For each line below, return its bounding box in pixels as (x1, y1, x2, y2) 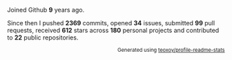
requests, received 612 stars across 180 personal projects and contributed (7, 27, 220, 34)
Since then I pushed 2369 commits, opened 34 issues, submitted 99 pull (7, 19, 215, 27)
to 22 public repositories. (7, 33, 79, 42)
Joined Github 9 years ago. (7, 6, 85, 14)
